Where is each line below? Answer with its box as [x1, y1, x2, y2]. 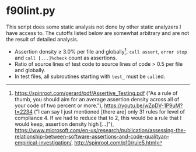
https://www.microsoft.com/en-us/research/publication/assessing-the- [14, 126, 186, 133]
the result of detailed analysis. [6, 36, 79, 43]
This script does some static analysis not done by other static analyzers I [6, 23, 181, 30]
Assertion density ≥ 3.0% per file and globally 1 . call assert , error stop [14, 47, 188, 55]
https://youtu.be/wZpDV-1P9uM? [104, 102, 183, 109]
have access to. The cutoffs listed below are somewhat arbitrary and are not [6, 29, 190, 36]
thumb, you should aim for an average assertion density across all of [14, 96, 180, 102]
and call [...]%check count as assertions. [14, 54, 117, 61]
